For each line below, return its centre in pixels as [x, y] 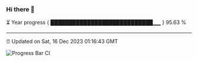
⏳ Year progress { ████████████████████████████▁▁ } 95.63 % [96, 22]
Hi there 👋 [21, 9]
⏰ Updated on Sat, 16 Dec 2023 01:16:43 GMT [62, 42]
